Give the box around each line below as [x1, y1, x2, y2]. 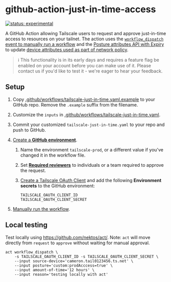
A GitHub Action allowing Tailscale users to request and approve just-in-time [5, 30, 166, 36]
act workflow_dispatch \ [5, 249, 58, 254]
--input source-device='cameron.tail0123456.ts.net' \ [14, 259, 134, 264]
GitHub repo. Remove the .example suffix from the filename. [12, 101, 138, 108]
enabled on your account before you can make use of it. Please [17, 62, 152, 68]
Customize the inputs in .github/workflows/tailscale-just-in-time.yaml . [12, 111, 161, 118]
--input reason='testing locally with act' [14, 272, 109, 277]
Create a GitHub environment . [12, 137, 78, 143]
